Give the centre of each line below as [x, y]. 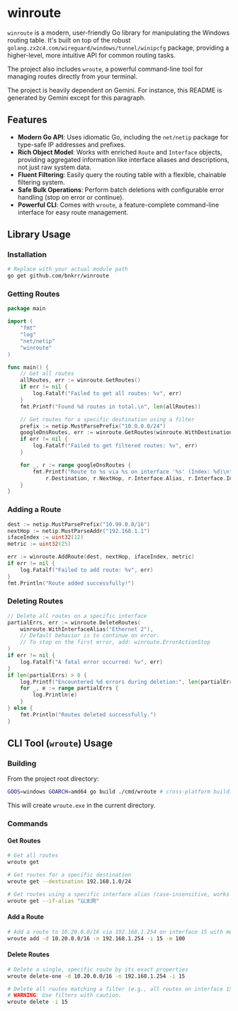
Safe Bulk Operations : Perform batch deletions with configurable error [121, 190]
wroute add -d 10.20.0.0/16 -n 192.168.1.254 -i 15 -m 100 [96, 938]
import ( [20, 321]
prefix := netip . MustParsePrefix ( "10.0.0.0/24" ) [93, 426]
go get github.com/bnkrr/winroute [58, 276]
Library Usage [39, 235]
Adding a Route [34, 510]
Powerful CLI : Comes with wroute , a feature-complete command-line [118, 205]
